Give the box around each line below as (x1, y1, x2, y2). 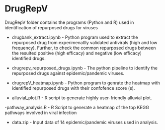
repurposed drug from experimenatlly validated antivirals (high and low (11, 39, 158, 45)
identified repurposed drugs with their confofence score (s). (11, 85, 135, 91)
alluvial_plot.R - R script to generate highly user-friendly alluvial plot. (11, 95, 152, 101)
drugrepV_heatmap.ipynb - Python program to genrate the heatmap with (11, 80, 160, 86)
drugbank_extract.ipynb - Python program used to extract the (11, 34, 138, 40)
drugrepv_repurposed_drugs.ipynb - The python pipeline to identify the (11, 65, 158, 71)
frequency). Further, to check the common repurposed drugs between (11, 45, 156, 51)
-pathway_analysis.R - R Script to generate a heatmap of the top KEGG (4, 104, 150, 110)
